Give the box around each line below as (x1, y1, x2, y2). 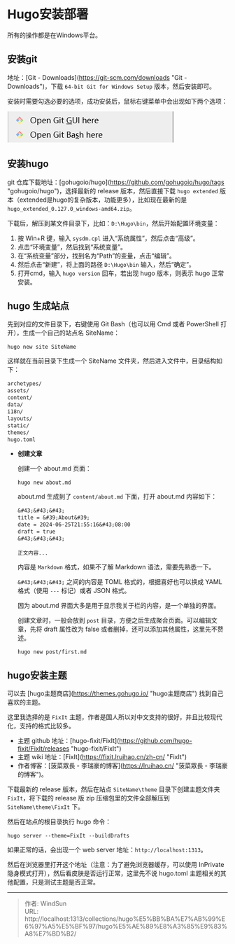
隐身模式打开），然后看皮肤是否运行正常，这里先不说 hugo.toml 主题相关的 (7, 869, 220, 877)
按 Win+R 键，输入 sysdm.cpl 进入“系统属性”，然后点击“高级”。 (17, 234, 199, 242)
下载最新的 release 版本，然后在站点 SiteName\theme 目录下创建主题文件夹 (7, 785, 220, 793)
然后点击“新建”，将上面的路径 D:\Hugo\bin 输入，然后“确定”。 (17, 260, 196, 268)
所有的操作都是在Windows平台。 (7, 31, 102, 39)
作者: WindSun (24, 899, 67, 908)
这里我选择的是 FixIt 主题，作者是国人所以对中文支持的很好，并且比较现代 (7, 713, 222, 721)
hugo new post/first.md (17, 648, 87, 655)
